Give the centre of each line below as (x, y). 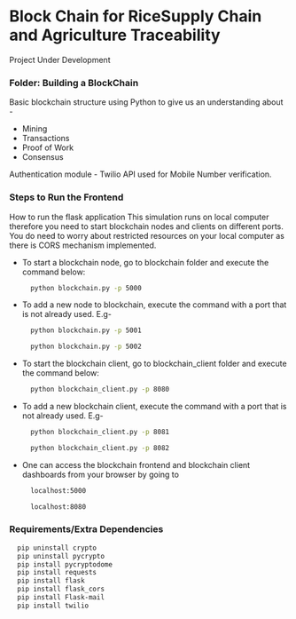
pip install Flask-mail (61, 598)
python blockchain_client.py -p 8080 (100, 389)
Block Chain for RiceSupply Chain (136, 16)
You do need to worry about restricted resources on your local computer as (147, 235)
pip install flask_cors (61, 589)
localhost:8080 (58, 507)
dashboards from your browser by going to (101, 474)
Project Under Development (60, 60)
